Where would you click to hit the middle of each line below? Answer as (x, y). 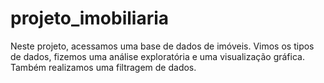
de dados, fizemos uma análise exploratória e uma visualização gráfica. (157, 56)
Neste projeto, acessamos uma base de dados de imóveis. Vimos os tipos (162, 46)
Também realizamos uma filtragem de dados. (103, 67)
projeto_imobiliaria (90, 18)
